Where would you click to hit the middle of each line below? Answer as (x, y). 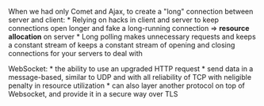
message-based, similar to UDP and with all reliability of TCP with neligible (130, 77)
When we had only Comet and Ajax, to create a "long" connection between (131, 11)
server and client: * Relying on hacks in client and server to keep (114, 20)
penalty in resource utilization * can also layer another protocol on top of (127, 85)
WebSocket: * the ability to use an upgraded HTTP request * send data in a (131, 69)
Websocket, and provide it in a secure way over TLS (93, 94)
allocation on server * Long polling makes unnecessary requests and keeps (132, 36)
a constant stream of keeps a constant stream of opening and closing (122, 45)
